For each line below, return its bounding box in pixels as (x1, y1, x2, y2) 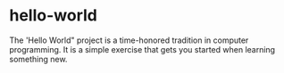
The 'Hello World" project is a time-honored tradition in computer (9, 35, 249, 45)
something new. (9, 53, 68, 64)
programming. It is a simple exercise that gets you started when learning (9, 44, 275, 54)
